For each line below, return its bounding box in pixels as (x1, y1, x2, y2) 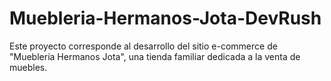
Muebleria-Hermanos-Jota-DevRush (9, 7, 322, 30)
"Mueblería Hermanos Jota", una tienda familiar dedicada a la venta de (9, 50, 301, 62)
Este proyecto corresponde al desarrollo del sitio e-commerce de (9, 40, 278, 52)
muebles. (9, 61, 48, 73)
